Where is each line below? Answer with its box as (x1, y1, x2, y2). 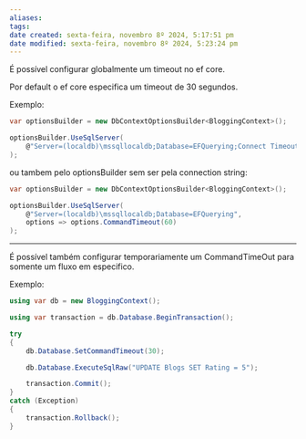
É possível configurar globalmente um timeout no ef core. (9, 64, 226, 75)
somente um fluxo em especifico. (9, 261, 135, 272)
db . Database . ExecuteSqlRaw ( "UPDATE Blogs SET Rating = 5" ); (25, 362, 259, 372)
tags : (9, 22, 30, 31)
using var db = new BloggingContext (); (9, 297, 161, 306)
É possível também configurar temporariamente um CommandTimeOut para (9, 252, 294, 263)
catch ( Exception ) (9, 396, 79, 406)
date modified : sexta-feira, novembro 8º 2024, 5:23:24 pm (9, 38, 239, 48)
